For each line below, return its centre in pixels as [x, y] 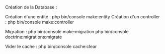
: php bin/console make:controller [40, 22]
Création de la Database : [31, 7]
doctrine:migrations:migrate [34, 37]
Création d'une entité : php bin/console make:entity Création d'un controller [82, 17]
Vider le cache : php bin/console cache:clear [51, 46]
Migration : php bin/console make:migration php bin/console [67, 31]
